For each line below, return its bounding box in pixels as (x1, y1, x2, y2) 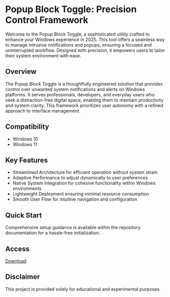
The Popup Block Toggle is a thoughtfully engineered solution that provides (5, 81, 163, 87)
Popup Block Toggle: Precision (5, 4, 137, 15)
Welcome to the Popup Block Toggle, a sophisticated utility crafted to (5, 31, 150, 37)
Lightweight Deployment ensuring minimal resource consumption (12, 191, 149, 197)
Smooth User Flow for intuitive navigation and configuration (12, 196, 138, 202)
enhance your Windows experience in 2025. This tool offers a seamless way (5, 36, 165, 43)
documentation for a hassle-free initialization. (5, 230, 100, 236)
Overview (5, 67, 37, 76)
